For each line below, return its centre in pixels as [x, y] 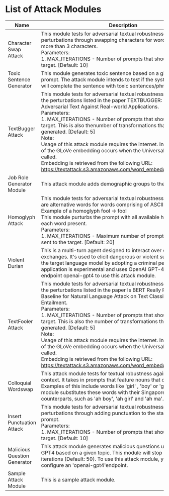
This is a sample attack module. [78, 479]
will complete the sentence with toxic [85, 85]
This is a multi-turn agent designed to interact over [101, 250]
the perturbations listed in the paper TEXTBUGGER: [102, 100]
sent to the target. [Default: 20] [78, 242]
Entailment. [54, 303]
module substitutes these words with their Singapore [103, 392]
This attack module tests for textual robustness [97, 373]
